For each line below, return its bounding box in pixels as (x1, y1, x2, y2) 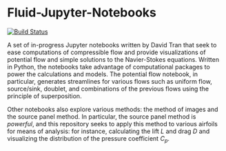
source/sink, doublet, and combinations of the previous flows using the (7, 84, 209, 93)
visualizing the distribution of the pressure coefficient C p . (7, 134, 170, 144)
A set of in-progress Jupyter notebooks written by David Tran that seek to (7, 40, 217, 49)
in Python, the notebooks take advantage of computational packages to (7, 62, 210, 71)
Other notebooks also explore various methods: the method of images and (7, 105, 218, 113)
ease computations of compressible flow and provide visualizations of (7, 48, 206, 56)
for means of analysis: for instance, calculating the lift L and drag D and (7, 127, 210, 135)
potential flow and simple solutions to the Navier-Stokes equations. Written (7, 55, 219, 63)
